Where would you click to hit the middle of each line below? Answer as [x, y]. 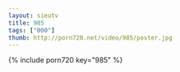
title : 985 [26, 23]
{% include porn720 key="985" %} [66, 60]
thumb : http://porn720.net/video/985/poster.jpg [90, 38]
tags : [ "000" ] [32, 30]
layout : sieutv [33, 15]
